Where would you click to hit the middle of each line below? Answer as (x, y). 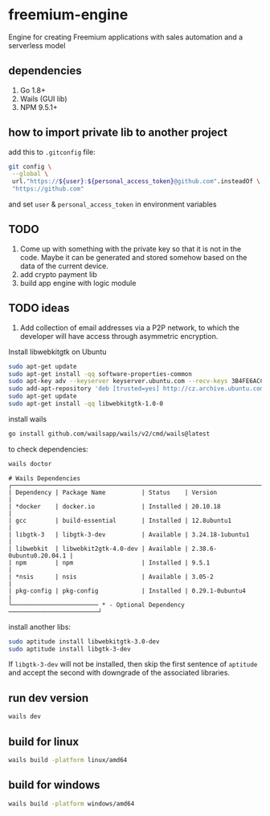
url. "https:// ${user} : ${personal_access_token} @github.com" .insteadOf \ (136, 182)
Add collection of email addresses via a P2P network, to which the (129, 328)
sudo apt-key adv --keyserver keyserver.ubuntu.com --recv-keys (118, 381)
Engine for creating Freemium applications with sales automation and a (126, 37)
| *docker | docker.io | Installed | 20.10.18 (115, 506)
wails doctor (30, 463)
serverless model (37, 45)
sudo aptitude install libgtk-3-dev (70, 649)
